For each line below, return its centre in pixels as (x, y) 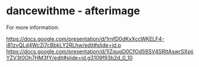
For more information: (33, 27)
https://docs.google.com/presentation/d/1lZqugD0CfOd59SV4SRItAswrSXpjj (100, 51)
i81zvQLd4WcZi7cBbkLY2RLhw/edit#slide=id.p (64, 45)
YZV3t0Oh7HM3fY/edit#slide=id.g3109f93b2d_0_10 (70, 58)
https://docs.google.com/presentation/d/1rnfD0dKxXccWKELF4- (85, 39)
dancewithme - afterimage (73, 11)
